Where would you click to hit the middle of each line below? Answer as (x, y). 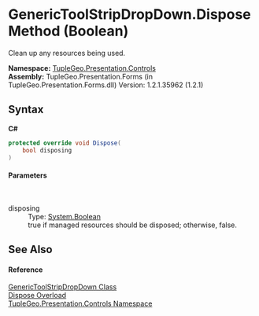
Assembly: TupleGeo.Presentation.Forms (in (81, 76)
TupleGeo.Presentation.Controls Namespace (80, 303)
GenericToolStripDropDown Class (63, 287)
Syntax (26, 110)
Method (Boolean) (68, 31)
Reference (26, 270)
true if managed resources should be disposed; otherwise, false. (133, 225)
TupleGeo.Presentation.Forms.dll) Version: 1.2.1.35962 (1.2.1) (106, 85)
